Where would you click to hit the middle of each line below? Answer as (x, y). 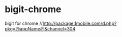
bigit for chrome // (24, 23)
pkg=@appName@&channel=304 (40, 28)
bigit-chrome (33, 9)
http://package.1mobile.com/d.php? (80, 23)
